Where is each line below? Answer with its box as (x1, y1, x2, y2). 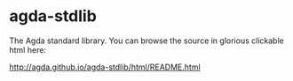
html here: (9, 44, 47, 55)
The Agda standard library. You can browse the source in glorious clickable (9, 35, 284, 46)
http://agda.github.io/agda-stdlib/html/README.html (9, 62, 202, 72)
